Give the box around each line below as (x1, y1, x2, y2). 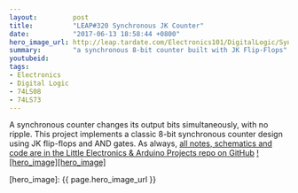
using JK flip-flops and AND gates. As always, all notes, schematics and (9, 138, 273, 149)
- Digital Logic (9, 79, 69, 88)
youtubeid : (9, 54, 50, 63)
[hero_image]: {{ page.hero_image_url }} (9, 174, 157, 185)
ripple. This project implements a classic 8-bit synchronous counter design (9, 129, 284, 140)
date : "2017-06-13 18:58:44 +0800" (9, 29, 180, 38)
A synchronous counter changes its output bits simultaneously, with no (9, 120, 269, 130)
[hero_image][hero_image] (9, 157, 106, 168)
